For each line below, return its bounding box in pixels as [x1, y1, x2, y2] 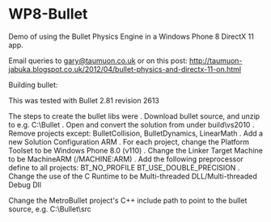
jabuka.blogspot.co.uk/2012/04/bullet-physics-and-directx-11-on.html [8, 64, 241, 73]
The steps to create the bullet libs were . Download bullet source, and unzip [8, 111, 260, 121]
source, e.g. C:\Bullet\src [8, 203, 91, 214]
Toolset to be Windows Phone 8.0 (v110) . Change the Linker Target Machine [8, 145, 263, 155]
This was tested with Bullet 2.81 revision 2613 [8, 95, 160, 105]
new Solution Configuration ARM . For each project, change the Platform [8, 136, 249, 146]
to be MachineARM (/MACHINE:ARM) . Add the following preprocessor [8, 154, 244, 164]
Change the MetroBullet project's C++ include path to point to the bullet [8, 195, 248, 205]
